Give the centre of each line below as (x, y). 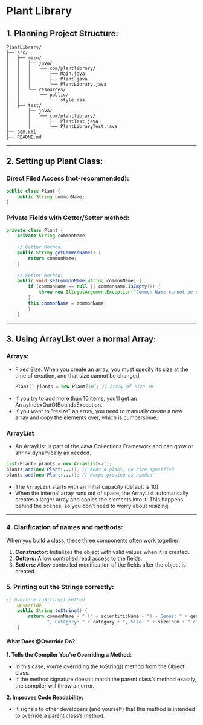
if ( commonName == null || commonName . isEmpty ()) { (95, 286)
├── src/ (17, 53)
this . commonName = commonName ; (67, 303)
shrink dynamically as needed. (53, 453)
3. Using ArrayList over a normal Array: (81, 339)
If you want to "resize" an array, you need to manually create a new (99, 411)
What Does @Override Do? (41, 641)
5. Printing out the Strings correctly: (60, 587)
